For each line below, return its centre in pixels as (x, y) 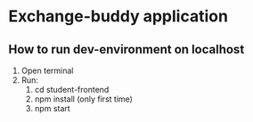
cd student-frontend (72, 89)
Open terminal (47, 70)
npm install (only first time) (83, 99)
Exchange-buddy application (118, 16)
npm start (52, 108)
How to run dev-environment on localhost (126, 49)
